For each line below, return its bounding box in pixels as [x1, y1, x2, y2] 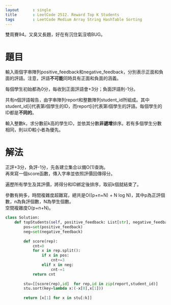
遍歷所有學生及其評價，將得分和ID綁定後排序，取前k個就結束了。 [5, 181, 141, 188]
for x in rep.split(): [32, 248, 81, 253]
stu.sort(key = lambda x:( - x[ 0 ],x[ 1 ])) [23, 286, 103, 291]
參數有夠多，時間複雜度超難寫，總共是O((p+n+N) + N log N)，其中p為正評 [5, 192, 161, 198]
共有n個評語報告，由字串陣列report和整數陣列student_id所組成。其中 [5, 97, 150, 103]
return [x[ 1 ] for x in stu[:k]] [23, 295, 93, 300]
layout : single [5, 7, 51, 13]
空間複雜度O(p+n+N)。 [5, 205, 53, 211]
